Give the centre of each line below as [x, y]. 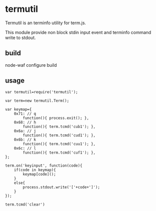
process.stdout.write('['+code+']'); [61, 187]
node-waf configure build [31, 65]
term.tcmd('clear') [25, 204]
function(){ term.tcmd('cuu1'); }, [59, 144]
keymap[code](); [39, 174]
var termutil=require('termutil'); [42, 92]
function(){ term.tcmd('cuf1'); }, [59, 152]
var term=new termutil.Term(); [37, 101]
